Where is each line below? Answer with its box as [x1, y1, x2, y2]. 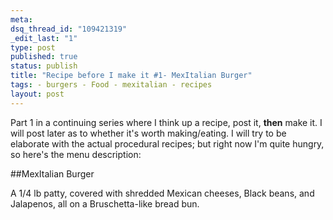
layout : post [10, 89, 65, 99]
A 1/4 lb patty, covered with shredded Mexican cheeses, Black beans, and [10, 187, 315, 199]
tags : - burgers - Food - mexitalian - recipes [10, 80, 213, 90]
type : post [10, 42, 56, 53]
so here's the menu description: [10, 148, 142, 160]
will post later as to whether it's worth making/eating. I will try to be [10, 127, 287, 139]
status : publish [10, 61, 78, 71]
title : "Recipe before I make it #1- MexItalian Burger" [10, 71, 253, 81]
